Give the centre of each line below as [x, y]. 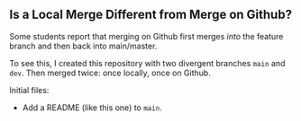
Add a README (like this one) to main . [92, 108]
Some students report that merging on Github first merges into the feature [146, 36]
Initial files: [29, 90]
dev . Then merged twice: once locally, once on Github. [110, 73]
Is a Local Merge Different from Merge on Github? [151, 15]
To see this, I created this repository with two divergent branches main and [147, 63]
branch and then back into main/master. [83, 46]
